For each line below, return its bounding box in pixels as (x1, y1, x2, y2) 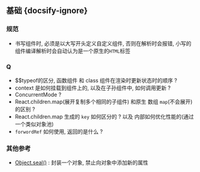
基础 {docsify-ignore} (6, 5, 88, 16)
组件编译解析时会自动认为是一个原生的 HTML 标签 (14, 47, 131, 54)
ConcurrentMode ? (14, 91, 61, 98)
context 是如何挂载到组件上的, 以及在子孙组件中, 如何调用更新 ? (14, 84, 171, 91)
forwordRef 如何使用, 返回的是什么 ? (14, 128, 103, 135)
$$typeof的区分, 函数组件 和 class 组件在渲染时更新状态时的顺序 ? (14, 76, 177, 84)
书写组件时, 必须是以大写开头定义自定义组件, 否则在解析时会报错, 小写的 (14, 39, 192, 47)
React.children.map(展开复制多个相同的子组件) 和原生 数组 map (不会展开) (14, 98, 193, 105)
